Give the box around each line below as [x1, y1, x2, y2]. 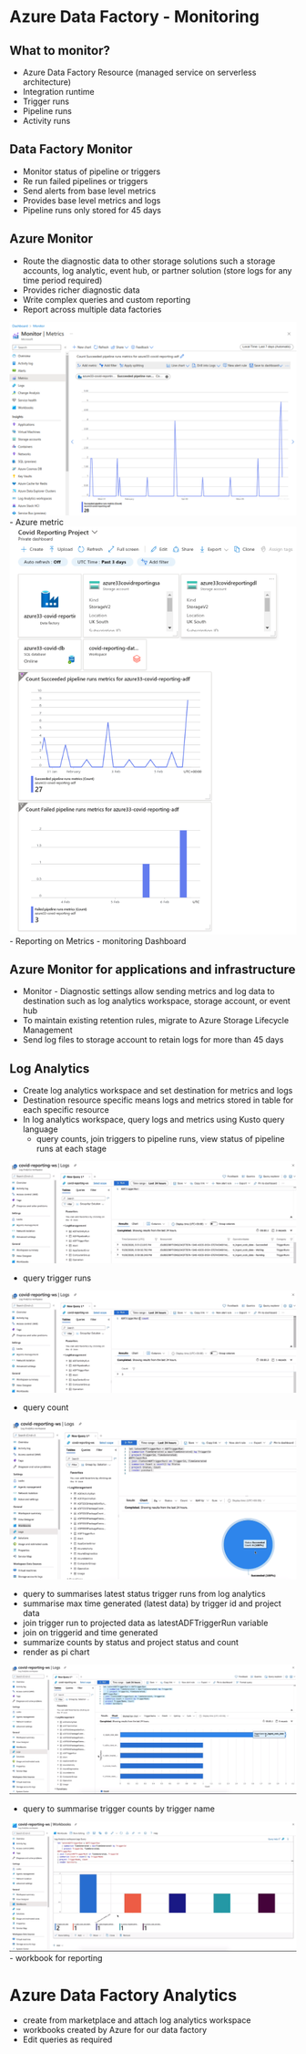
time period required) [22, 275, 103, 285]
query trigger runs [22, 1272, 92, 1283]
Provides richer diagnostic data [22, 285, 140, 296]
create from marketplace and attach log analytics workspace [22, 2015, 251, 2026]
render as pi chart [22, 1646, 90, 1657]
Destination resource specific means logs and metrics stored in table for [22, 1094, 294, 1105]
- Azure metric [9, 517, 64, 528]
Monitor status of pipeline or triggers [22, 166, 161, 177]
